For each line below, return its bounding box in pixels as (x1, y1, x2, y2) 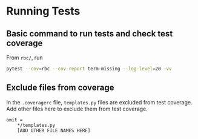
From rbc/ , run (6, 54, 43, 61)
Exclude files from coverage (6, 83, 114, 93)
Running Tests (6, 4, 81, 18)
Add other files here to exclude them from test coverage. (6, 105, 148, 112)
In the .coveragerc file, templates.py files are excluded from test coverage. (6, 98, 193, 106)
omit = (6, 117, 23, 123)
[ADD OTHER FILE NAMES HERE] (17, 127, 91, 134)
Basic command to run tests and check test (6, 29, 173, 39)
